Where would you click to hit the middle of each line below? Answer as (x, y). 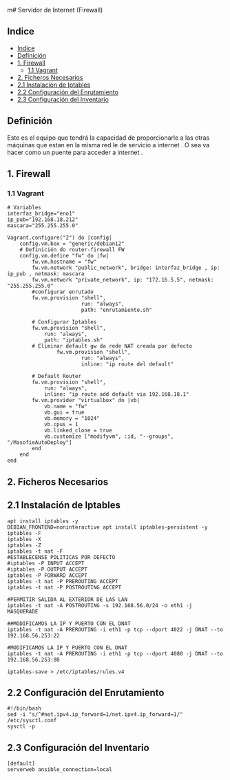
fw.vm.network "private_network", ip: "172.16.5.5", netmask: (123, 280)
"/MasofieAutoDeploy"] (40, 443)
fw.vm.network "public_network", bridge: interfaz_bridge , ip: (126, 268)
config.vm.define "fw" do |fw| (64, 256)
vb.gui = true (64, 412)
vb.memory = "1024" (72, 419)
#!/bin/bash (24, 708)
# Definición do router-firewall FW (72, 250)
